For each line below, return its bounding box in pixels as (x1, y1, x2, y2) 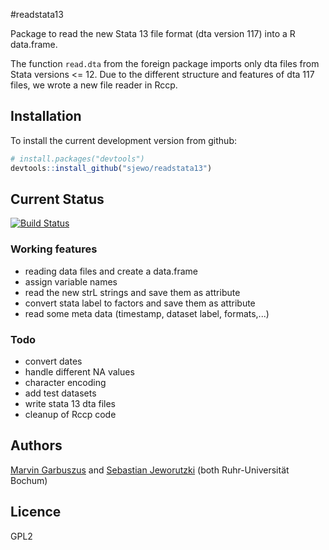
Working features (10, 242, 98, 256)
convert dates (24, 355, 83, 367)
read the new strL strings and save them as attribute (24, 286, 241, 298)
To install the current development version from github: (10, 134, 238, 146)
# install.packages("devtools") (10, 154, 145, 164)
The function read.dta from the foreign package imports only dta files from (10, 58, 320, 69)
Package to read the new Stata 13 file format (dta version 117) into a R (10, 28, 296, 39)
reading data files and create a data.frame (24, 265, 198, 277)
